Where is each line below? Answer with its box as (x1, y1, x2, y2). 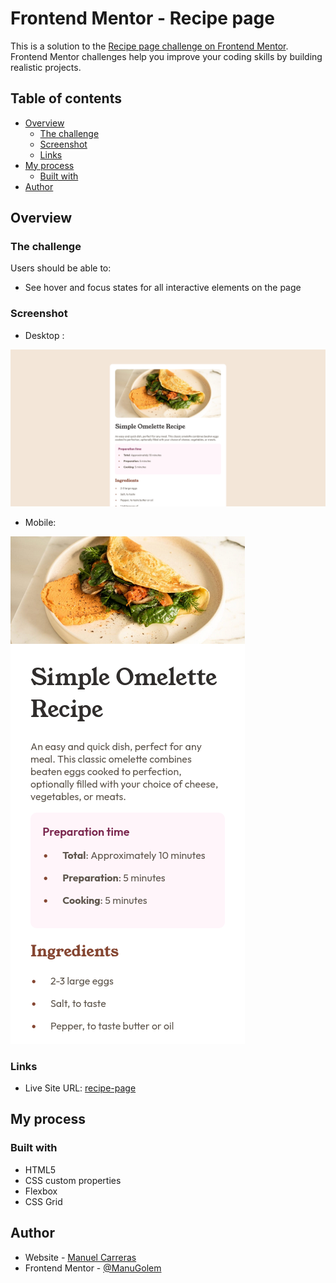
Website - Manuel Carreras (24, 1251, 137, 1263)
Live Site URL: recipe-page (24, 1082, 137, 1094)
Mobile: (24, 516, 57, 528)
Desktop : (24, 329, 65, 341)
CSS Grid (24, 1195, 63, 1207)
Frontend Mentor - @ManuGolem (24, 1262, 162, 1274)
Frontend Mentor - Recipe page (10, 7, 275, 30)
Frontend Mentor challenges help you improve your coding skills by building (10, 50, 323, 62)
